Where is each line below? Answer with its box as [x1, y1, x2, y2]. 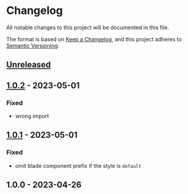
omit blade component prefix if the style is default [15, 162, 141, 169]
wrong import [15, 113, 50, 120]
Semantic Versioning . [6, 42, 59, 49]
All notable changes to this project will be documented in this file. [6, 24, 170, 31]
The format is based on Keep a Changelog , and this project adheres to [6, 35, 182, 43]
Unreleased [6, 60, 52, 70]
